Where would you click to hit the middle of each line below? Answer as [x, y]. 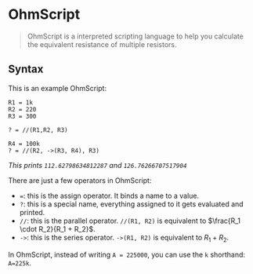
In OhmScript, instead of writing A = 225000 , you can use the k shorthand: [127, 254]
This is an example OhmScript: [58, 88]
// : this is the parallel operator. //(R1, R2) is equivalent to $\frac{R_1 [130, 221]
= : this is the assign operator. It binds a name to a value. [109, 195]
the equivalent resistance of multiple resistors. [102, 44]
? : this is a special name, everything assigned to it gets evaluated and [132, 204]
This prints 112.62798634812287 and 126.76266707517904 [98, 165]
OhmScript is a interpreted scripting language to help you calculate [136, 36]
